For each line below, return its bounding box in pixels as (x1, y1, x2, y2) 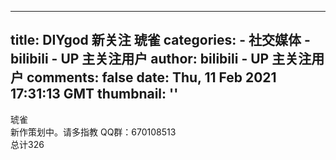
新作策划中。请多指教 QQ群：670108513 (10, 126, 177, 138)
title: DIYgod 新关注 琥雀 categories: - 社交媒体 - (10, 32, 311, 49)
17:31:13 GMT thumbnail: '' (10, 86, 179, 103)
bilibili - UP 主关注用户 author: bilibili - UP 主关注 (10, 51, 312, 68)
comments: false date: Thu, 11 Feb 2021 (26, 69, 277, 86)
